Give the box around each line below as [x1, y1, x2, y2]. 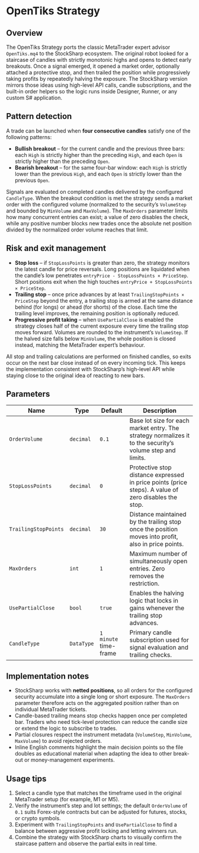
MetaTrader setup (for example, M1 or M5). [14, 796, 120, 803]
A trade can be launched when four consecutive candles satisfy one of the [6, 127, 191, 134]
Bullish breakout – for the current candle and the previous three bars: [14, 145, 185, 152]
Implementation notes [6, 671, 89, 681]
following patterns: [6, 133, 52, 140]
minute [99, 636, 118, 643]
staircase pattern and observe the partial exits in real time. [14, 840, 157, 847]
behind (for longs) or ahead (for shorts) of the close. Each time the [14, 303, 178, 311]
